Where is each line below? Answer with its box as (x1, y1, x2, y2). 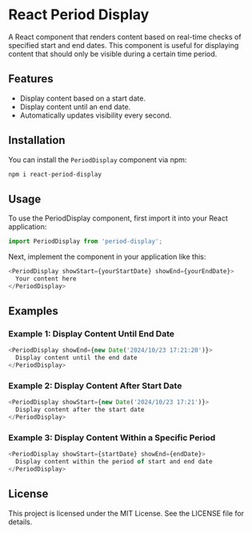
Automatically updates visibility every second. (19, 110, 172, 120)
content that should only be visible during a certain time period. (8, 49, 218, 58)
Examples (8, 304, 58, 318)
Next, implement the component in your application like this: (8, 252, 206, 261)
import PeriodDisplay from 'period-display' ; (8, 237, 162, 245)
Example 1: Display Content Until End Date (8, 328, 174, 340)
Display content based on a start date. (19, 93, 146, 103)
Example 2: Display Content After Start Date (8, 380, 182, 391)
